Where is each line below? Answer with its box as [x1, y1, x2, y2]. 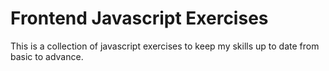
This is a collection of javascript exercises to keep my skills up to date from [10, 40, 320, 52]
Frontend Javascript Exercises [10, 7, 269, 30]
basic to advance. [10, 50, 84, 62]
